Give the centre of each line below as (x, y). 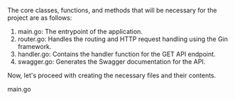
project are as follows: (40, 18)
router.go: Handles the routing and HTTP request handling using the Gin (123, 39)
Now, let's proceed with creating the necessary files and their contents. (112, 75)
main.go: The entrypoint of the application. (80, 32)
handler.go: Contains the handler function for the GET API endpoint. (116, 54)
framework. (34, 46)
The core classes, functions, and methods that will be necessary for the (112, 10)
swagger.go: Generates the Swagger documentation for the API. (111, 62)
